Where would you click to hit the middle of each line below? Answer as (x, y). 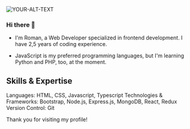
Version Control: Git (31, 108)
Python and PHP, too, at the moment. (61, 62)
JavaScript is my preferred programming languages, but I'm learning (99, 56)
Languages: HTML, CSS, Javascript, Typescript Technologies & (85, 96)
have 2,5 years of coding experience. (61, 44)
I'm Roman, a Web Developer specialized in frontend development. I (99, 38)
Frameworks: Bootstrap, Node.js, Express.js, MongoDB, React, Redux (92, 102)
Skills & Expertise (40, 81)
